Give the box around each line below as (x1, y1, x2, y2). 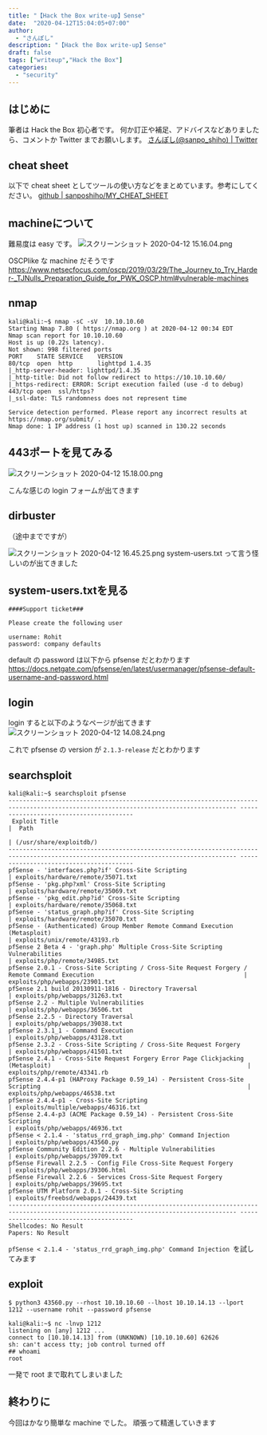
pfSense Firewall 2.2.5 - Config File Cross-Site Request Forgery (8, 1159, 234, 1167)
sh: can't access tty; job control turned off (8, 1340, 166, 1348)
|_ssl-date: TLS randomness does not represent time (8, 394, 187, 403)
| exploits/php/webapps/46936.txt (8, 1124, 124, 1132)
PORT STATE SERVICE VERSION (8, 352, 124, 360)
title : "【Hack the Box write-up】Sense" (8, 11, 146, 20)
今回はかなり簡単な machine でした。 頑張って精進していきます (8, 1417, 217, 1427)
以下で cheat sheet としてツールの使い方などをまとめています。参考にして (8, 181, 253, 191)
